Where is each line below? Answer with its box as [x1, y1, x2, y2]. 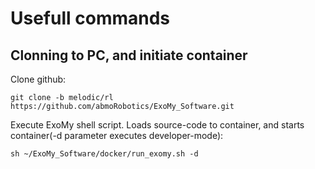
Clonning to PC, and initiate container [10, 47, 248, 64]
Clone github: [10, 73, 67, 85]
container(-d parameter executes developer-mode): [10, 130, 224, 141]
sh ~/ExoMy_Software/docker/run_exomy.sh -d [10, 149, 199, 159]
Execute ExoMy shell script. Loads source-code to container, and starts [10, 119, 305, 131]
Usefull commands [10, 7, 171, 30]
